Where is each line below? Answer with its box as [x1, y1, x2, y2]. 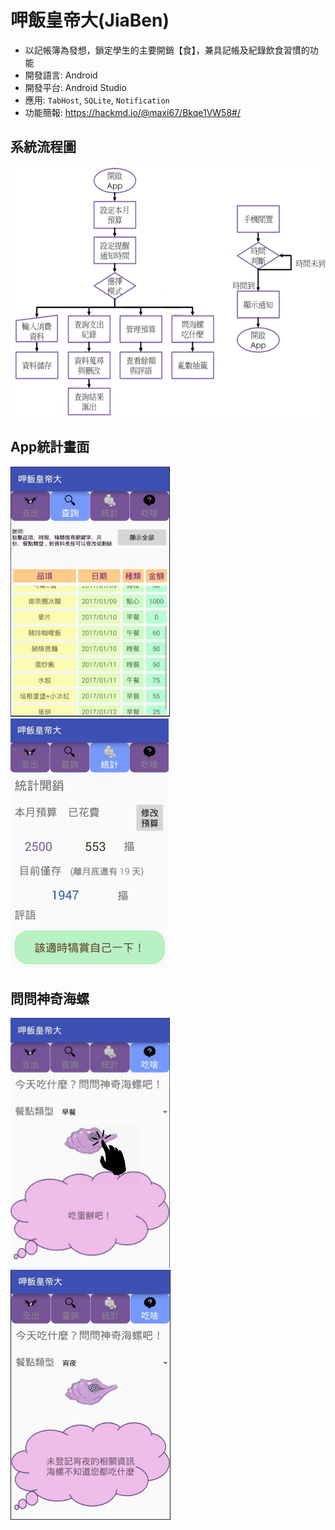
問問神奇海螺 [10, 990, 90, 1007]
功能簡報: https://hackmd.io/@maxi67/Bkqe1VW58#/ [24, 106, 241, 118]
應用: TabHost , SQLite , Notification [24, 94, 170, 106]
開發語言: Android [24, 69, 98, 81]
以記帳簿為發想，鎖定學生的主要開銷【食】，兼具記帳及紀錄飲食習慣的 [24, 44, 310, 56]
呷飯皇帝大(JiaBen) [10, 9, 170, 32]
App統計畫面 [10, 439, 90, 456]
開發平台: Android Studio [24, 81, 127, 93]
